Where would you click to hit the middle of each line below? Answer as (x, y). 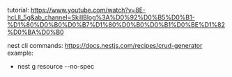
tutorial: (18, 10)
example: (20, 53)
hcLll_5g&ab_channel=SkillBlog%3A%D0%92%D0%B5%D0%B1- (101, 17)
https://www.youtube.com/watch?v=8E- (88, 10)
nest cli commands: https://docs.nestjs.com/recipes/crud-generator (105, 45)
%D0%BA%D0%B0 (36, 32)
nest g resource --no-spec (56, 66)
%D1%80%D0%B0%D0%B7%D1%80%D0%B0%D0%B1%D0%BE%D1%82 (116, 25)
